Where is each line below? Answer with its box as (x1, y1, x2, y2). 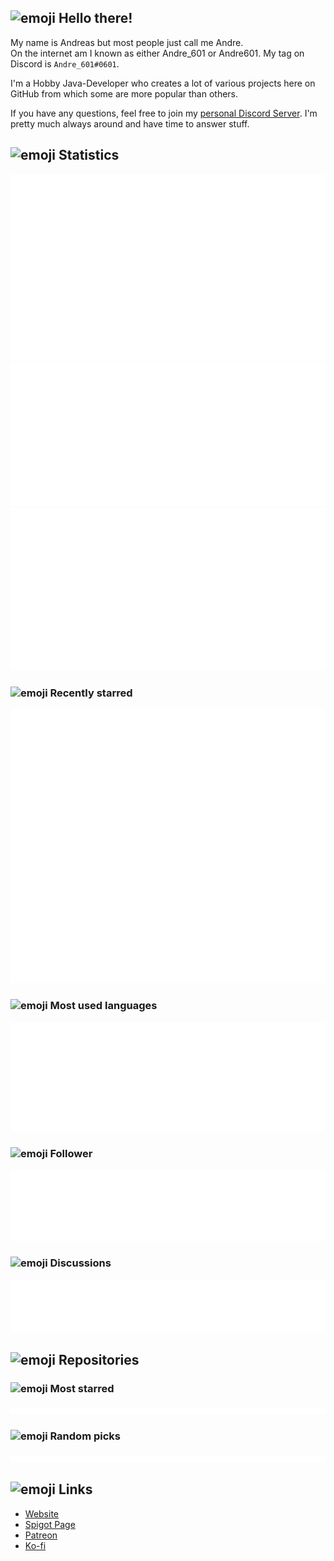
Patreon (24, 1529, 58, 1541)
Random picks (49, 1429, 121, 1443)
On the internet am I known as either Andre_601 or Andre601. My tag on (10, 47, 305, 59)
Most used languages (49, 999, 158, 1013)
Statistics (58, 147, 120, 164)
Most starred (49, 1382, 115, 1396)
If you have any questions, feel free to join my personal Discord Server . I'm (10, 107, 318, 119)
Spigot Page (24, 1518, 76, 1530)
